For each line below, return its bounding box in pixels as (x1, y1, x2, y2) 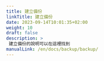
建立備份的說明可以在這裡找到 (8, 41, 71, 47)
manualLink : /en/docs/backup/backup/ (6, 46, 99, 52)
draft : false (6, 30, 38, 36)
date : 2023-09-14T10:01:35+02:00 (6, 19, 88, 25)
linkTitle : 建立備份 (6, 14, 53, 20)
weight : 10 (6, 24, 33, 31)
